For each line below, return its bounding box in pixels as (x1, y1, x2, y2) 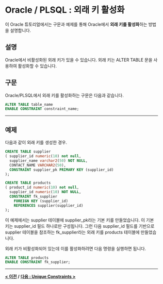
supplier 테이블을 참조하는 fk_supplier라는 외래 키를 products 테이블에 (5, 229, 140, 235)
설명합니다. (10, 27, 32, 33)
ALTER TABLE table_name (5, 102, 53, 107)
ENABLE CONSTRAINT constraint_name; (5, 106, 79, 112)
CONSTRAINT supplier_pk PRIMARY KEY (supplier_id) (9, 167, 114, 172)
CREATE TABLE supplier (5, 149, 51, 154)
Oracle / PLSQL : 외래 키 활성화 (5, 4, 125, 16)
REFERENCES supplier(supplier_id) (14, 203, 83, 208)
